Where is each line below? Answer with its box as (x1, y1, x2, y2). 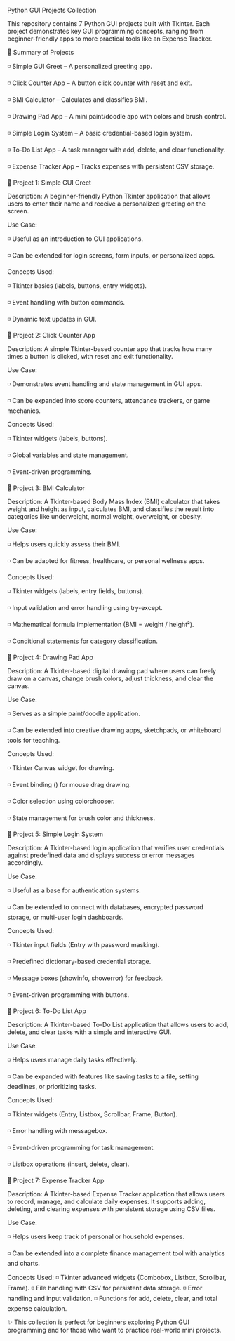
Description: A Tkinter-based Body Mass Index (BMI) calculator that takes (7, 498, 220, 506)
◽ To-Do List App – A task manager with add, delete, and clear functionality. (7, 145, 226, 154)
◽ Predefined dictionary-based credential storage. (7, 958, 152, 965)
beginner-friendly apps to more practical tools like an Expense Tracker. (7, 34, 213, 43)
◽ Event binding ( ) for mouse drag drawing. (7, 781, 131, 788)
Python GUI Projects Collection (7, 6, 97, 14)
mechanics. (7, 407, 41, 415)
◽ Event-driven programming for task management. (7, 1144, 156, 1151)
